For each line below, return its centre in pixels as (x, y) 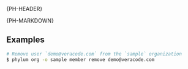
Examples (25, 40)
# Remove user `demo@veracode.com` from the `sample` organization (94, 54)
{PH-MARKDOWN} (30, 20)
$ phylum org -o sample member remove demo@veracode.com (81, 60)
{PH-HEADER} (24, 9)
